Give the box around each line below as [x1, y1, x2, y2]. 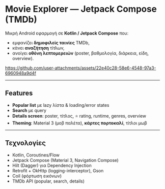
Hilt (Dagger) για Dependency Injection [12, 162, 92, 168]
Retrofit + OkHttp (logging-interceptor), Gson [12, 167, 104, 173]
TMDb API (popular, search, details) [12, 178, 85, 184]
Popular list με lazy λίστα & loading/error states [12, 102, 110, 108]
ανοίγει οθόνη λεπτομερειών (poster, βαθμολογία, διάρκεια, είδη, [12, 50, 149, 56]
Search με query [12, 107, 47, 113]
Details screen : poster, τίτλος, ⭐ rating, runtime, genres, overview [12, 113, 146, 119]
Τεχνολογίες [5, 139, 46, 147]
